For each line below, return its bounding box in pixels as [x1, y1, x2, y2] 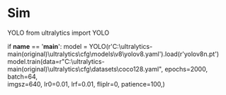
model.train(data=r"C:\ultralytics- [7, 57, 105, 65]
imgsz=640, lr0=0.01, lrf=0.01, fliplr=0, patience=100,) [7, 79, 165, 88]
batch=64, [7, 72, 38, 81]
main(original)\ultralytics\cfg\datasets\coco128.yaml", [7, 65, 164, 73]
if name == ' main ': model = [7, 42, 88, 50]
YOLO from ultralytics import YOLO [7, 28, 110, 37]
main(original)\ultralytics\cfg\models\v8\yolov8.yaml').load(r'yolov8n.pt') [7, 50, 220, 58]
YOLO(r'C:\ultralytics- [89, 42, 153, 50]
